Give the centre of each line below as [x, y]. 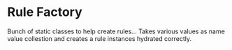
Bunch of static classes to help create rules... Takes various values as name [116, 31]
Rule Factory [45, 12]
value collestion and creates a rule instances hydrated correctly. [100, 38]
